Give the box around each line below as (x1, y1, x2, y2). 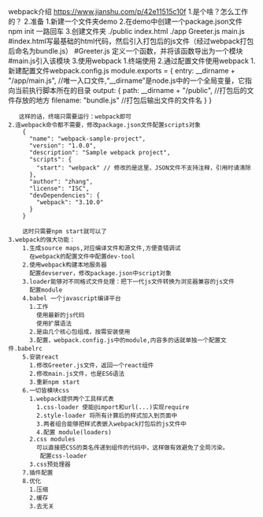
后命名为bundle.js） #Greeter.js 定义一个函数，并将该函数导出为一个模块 (8, 46, 243, 55)
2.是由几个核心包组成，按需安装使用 (28, 328, 131, 336)
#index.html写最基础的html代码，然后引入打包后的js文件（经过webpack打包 (8, 36, 254, 46)
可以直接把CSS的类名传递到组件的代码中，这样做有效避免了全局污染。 (36, 444, 229, 452)
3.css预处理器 (28, 460, 71, 468)
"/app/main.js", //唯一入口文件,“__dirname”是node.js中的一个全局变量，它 (8, 76, 246, 85)
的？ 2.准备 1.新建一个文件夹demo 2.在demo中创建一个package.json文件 (8, 17, 243, 26)
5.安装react (22, 353, 59, 361)
